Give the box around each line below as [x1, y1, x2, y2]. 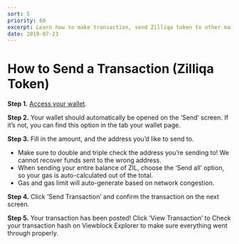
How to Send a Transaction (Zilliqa [7, 61, 215, 77]
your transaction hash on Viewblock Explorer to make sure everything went [7, 221, 228, 230]
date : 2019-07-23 [7, 30, 59, 38]
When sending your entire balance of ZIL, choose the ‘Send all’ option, [17, 164, 224, 172]
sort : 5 [7, 10, 31, 18]
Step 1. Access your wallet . [7, 100, 87, 108]
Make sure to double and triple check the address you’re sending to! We [17, 149, 230, 157]
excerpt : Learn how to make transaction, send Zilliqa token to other [7, 23, 221, 31]
